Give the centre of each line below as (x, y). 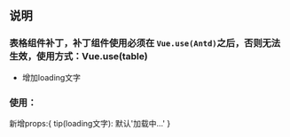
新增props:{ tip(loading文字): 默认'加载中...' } (90, 123)
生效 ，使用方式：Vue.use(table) (78, 57)
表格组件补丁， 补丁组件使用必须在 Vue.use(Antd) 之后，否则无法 (145, 43)
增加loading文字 (51, 77)
